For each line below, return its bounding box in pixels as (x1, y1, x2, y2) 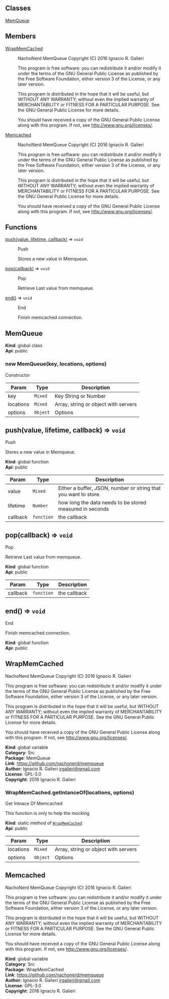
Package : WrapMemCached (5, 966, 64, 972)
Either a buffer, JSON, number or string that (58, 485, 161, 492)
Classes (5, 4, 31, 13)
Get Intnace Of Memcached (5, 800, 63, 806)
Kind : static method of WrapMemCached (5, 820, 82, 826)
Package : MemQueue (5, 755, 51, 761)
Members (5, 32, 36, 41)
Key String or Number (54, 392, 106, 399)
